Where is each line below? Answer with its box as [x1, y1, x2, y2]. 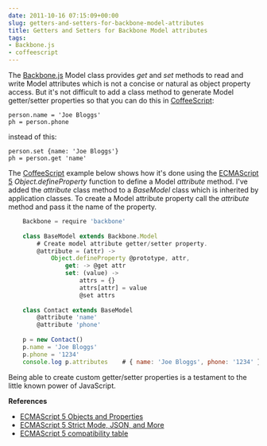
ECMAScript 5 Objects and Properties [19, 411, 144, 421]
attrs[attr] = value [79, 284, 148, 292]
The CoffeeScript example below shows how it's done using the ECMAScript [8, 169, 259, 177]
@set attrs [79, 291, 115, 299]
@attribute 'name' [37, 313, 98, 322]
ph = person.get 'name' [8, 154, 87, 162]
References [8, 396, 48, 405]
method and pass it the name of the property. [8, 202, 157, 211]
